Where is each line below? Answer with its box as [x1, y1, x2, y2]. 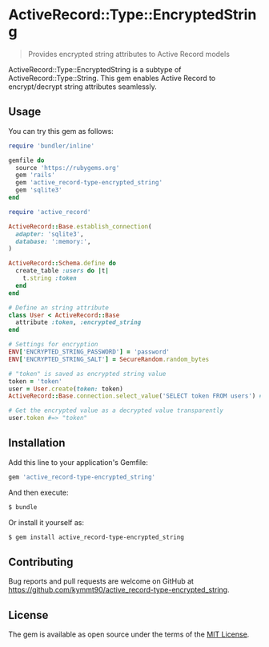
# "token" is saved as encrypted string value [8, 370, 167, 378]
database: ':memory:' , [15, 237, 91, 245]
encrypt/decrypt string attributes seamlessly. [8, 82, 158, 91]
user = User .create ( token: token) [8, 385, 124, 393]
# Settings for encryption [8, 341, 98, 349]
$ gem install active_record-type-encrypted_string [8, 533, 184, 541]
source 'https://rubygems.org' [15, 164, 120, 172]
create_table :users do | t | [15, 267, 110, 275]
